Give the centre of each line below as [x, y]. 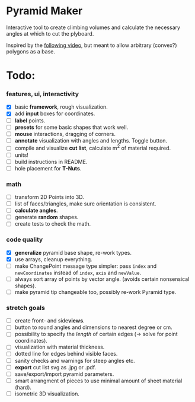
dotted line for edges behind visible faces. [66, 354]
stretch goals [26, 308]
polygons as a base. [31, 51]
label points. [30, 121]
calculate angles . [36, 211]
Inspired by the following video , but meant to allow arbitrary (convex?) [92, 45]
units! [21, 155]
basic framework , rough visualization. [61, 107]
